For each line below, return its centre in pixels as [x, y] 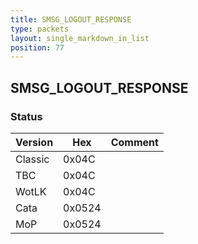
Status [26, 116]
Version [34, 142]
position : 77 [37, 47]
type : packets [40, 29]
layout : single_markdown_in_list [80, 38]
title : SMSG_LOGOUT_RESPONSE [71, 19]
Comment [134, 142]
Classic [32, 159]
